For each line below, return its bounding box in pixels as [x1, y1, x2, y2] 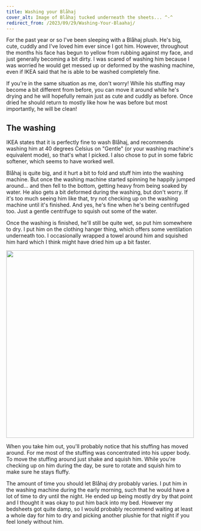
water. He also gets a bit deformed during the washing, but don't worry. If [6, 188, 188, 196]
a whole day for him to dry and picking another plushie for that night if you [6, 512, 190, 519]
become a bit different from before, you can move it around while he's [6, 86, 179, 94]
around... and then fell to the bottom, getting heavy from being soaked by [6, 182, 188, 190]
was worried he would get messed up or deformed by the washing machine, [6, 62, 195, 69]
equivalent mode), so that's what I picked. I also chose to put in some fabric [6, 151, 194, 159]
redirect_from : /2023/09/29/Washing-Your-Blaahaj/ [6, 20, 136, 26]
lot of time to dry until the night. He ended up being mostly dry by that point [6, 493, 193, 500]
